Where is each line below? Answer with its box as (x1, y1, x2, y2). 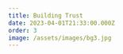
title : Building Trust (8, 11, 83, 20)
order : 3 (8, 26, 37, 34)
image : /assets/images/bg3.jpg (8, 33, 112, 42)
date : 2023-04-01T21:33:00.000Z (8, 19, 115, 27)
